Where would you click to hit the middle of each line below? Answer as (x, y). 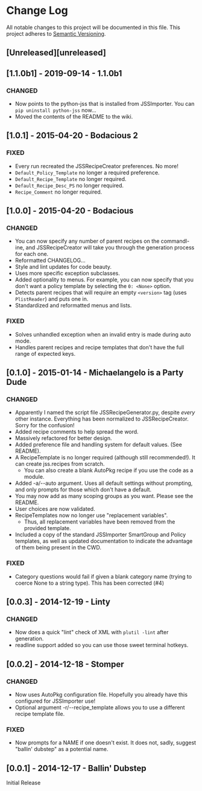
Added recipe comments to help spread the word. (77, 432)
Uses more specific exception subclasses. (68, 274)
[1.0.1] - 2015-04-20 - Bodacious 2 (72, 136)
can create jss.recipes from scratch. (60, 464)
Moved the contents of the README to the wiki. (74, 117)
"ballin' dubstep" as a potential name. (62, 749)
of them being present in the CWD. (58, 548)
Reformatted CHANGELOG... (50, 260)
